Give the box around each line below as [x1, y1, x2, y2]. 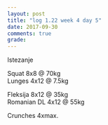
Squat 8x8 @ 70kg [7, 70, 61, 78]
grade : [7, 37, 27, 44]
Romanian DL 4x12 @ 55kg [7, 98, 85, 106]
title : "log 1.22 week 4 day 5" [7, 17, 102, 24]
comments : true [7, 29, 52, 37]
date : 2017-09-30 [7, 23, 58, 30]
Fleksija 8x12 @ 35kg [7, 91, 69, 99]
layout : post [7, 10, 46, 18]
